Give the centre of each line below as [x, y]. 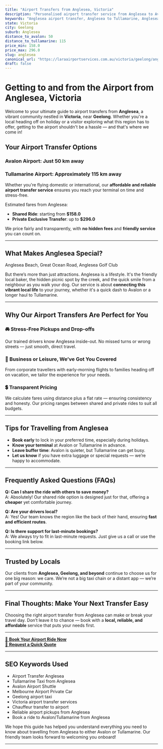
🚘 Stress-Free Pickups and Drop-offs [50, 329]
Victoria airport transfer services [45, 701]
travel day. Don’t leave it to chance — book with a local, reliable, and [74, 620]
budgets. [14, 408]
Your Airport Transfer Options [51, 147]
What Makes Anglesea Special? [54, 254]
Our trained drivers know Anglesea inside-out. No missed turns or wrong [78, 341]
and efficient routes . [26, 522]
